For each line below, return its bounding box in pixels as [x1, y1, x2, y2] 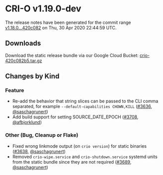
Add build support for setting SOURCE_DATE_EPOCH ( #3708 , [12, 114, 139, 120]
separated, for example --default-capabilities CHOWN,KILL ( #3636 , [12, 103, 153, 109]
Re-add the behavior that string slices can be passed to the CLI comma [12, 98, 159, 104]
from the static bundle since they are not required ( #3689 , [12, 159, 132, 165]
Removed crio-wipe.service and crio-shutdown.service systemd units [12, 154, 158, 160]
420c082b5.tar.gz [5, 58, 42, 64]
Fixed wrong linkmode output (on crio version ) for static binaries [12, 143, 147, 149]
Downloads [5, 39, 41, 48]
